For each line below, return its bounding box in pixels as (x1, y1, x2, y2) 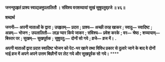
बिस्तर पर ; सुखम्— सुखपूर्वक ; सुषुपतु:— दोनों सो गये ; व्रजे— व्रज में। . (5, 35, 117, 41)
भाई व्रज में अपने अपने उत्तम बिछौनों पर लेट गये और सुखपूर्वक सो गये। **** (5, 51, 119, 57)
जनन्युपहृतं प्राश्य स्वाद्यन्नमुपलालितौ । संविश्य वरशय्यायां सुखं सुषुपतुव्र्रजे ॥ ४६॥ (5, 5, 125, 10)
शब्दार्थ (5, 15, 15, 20)
